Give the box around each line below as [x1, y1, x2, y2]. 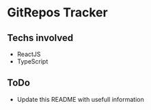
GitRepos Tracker [7, 5, 108, 20]
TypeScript [16, 57, 49, 66]
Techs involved [7, 32, 74, 44]
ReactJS [16, 50, 41, 58]
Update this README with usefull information [16, 95, 145, 103]
